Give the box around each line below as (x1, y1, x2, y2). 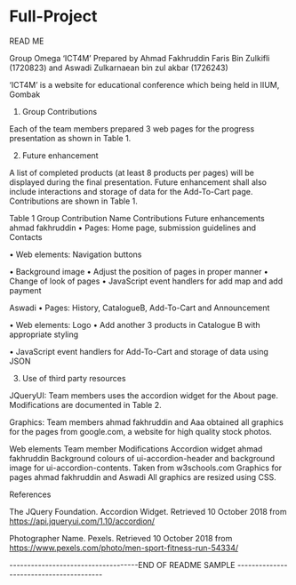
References (9, 489, 52, 500)
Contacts (9, 231, 43, 242)
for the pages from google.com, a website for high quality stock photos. (9, 426, 273, 437)
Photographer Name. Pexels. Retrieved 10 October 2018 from (9, 533, 233, 543)
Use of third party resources (21, 373, 126, 383)
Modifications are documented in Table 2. (9, 399, 162, 410)
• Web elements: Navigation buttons (9, 249, 142, 260)
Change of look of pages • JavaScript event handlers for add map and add (9, 276, 283, 286)
